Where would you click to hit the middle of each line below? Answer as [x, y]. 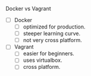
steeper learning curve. [52, 34]
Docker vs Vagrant [28, 9]
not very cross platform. [52, 40]
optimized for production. [54, 27]
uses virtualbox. [43, 60]
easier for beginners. [49, 53]
